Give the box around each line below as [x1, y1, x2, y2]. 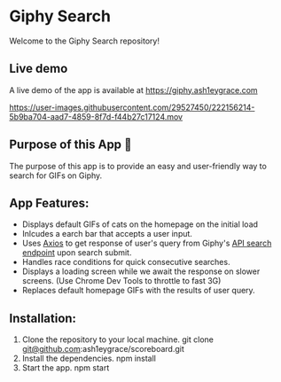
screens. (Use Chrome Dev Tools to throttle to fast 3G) [21, 276, 222, 286]
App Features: [9, 195, 90, 210]
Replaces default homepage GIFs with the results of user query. [21, 285, 255, 296]
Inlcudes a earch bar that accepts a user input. [21, 229, 193, 239]
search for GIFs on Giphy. [9, 170, 103, 181]
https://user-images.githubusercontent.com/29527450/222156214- [9, 102, 255, 113]
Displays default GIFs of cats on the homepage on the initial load [21, 219, 259, 230]
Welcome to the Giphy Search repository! [9, 35, 160, 46]
